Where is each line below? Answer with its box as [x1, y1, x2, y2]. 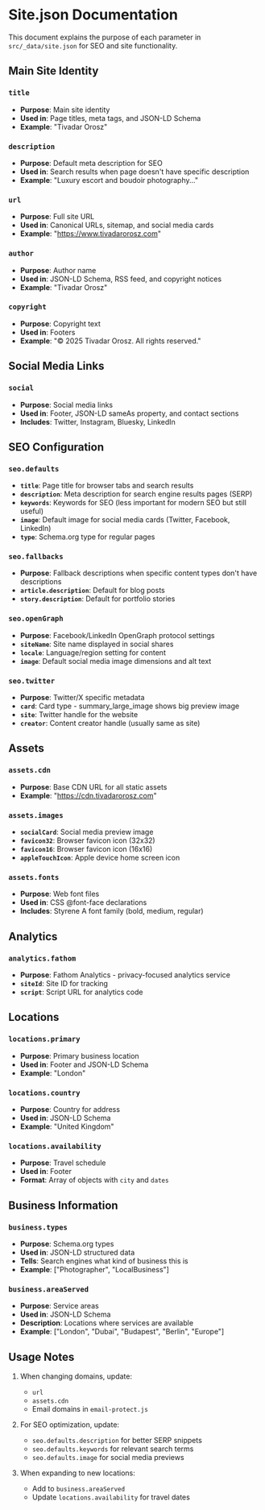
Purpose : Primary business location [19, 1051, 139, 1060]
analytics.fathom [8, 953, 77, 963]
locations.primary [8, 1035, 81, 1044]
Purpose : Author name [19, 265, 97, 275]
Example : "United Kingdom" [19, 1122, 114, 1131]
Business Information [8, 1198, 118, 1212]
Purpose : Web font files [19, 889, 100, 899]
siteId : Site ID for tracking [19, 979, 109, 989]
